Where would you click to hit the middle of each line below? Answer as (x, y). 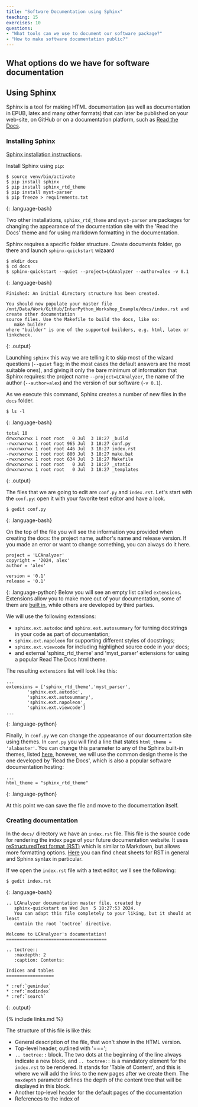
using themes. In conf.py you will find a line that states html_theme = (89, 742)
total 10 (17, 433)
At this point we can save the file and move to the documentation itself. (92, 805)
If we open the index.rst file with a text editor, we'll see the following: (91, 870)
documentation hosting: (35, 766)
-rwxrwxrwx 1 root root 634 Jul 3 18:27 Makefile (70, 459)
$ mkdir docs (22, 261)
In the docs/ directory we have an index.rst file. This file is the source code (98, 834)
